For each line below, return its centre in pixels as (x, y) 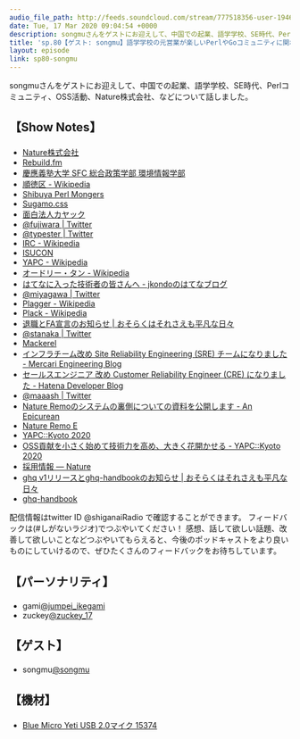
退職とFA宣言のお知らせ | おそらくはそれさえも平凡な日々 (128, 324)
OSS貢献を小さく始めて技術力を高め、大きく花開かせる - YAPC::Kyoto (151, 446)
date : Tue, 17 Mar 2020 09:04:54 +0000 (83, 26)
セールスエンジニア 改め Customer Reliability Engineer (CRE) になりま (150, 375)
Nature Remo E (50, 426)
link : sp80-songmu (43, 59)
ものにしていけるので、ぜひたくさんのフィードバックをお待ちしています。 (145, 551)
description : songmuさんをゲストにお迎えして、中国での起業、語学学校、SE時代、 (144, 34)
